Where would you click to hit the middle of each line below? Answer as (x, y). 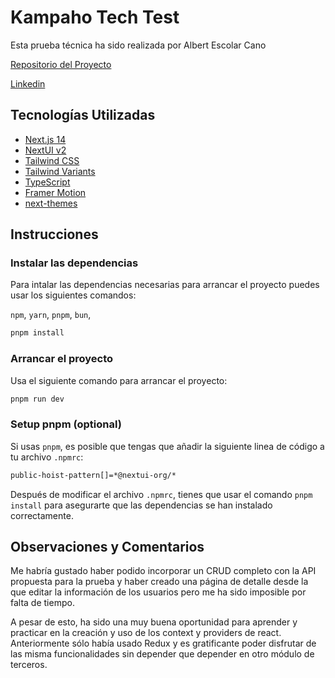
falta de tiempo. (42, 603)
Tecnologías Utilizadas (83, 115)
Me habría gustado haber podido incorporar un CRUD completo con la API (163, 571)
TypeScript (47, 182)
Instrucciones (54, 234)
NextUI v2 (45, 150)
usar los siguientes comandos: (73, 295)
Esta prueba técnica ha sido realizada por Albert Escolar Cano (138, 45)
